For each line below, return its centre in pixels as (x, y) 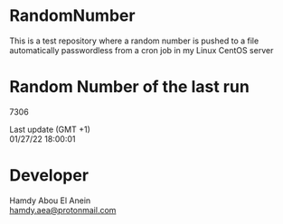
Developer (49, 176)
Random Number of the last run (130, 87)
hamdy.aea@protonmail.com (63, 210)
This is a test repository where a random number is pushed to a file (134, 41)
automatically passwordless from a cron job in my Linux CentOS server (141, 50)
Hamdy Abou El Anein (50, 201)
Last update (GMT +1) (50, 129)
